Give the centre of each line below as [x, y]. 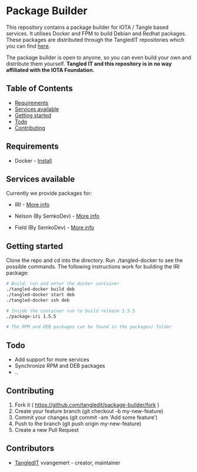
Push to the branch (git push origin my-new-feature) [78, 424]
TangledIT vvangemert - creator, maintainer [67, 463]
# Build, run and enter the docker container [63, 284]
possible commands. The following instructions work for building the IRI [93, 267]
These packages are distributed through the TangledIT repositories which [95, 40]
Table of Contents [40, 89]
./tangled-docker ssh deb [38, 300]
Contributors [30, 449]
